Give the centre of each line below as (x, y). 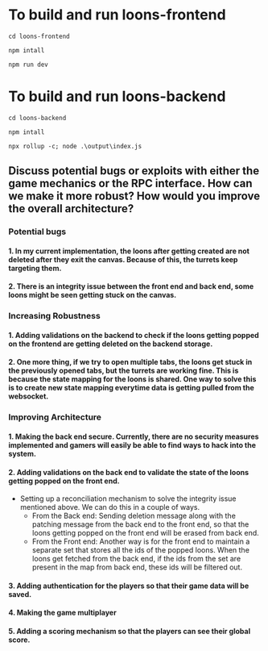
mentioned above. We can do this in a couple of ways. (110, 507)
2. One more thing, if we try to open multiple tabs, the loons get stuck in (130, 362)
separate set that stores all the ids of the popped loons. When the (140, 550)
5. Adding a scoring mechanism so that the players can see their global (130, 631)
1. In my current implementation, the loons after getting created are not (129, 251)
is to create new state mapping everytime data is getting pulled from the (132, 388)
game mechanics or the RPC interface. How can (130, 184)
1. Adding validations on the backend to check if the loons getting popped (134, 335)
